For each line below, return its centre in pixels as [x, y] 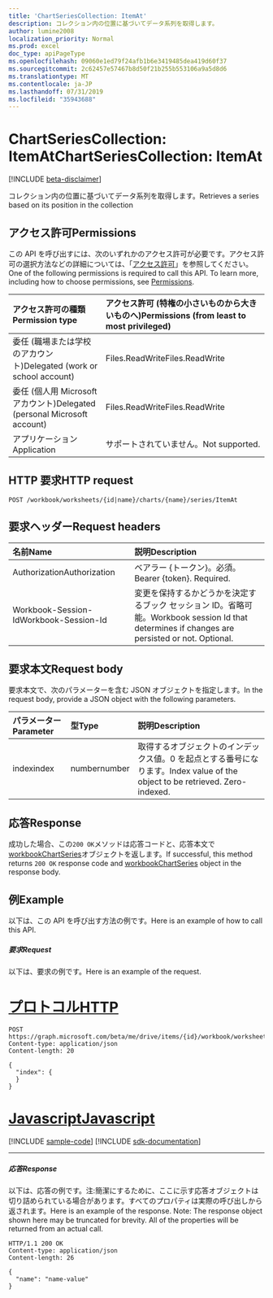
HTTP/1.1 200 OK [36, 1244]
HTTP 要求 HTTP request [71, 481]
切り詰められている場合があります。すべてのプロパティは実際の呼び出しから [135, 1200]
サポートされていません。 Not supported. [183, 444]
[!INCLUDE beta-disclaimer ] [55, 179]
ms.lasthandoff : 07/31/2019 [56, 91]
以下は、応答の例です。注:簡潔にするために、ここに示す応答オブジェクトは [134, 1190]
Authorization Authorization [64, 572]
